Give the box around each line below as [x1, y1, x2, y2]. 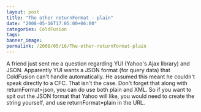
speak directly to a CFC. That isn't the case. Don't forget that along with [6, 79, 188, 86]
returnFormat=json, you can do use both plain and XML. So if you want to [6, 86, 192, 93]
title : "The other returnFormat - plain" [6, 15, 114, 21]
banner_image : [6, 37, 43, 43]
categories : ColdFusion [6, 26, 67, 32]
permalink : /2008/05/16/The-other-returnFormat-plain [6, 43, 147, 50]
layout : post [6, 9, 40, 15]
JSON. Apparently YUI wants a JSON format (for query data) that [6, 66, 170, 73]
